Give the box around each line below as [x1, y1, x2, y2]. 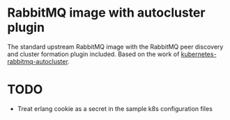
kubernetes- [181, 50, 217, 58]
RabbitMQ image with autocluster [7, 5, 206, 21]
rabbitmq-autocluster [7, 57, 68, 65]
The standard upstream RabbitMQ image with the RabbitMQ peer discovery [7, 42, 224, 51]
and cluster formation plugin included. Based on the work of [7, 50, 180, 58]
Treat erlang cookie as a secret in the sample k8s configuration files [17, 104, 213, 112]
